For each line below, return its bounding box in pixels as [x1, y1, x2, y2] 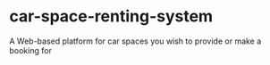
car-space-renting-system [9, 6, 213, 27]
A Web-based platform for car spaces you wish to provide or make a [9, 36, 262, 46]
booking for [9, 45, 52, 55]
